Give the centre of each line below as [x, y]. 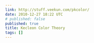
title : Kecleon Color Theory [35, 28]
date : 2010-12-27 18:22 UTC [34, 14]
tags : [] [14, 33]
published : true [22, 23]
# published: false [25, 19]
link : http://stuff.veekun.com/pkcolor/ [47, 10]
